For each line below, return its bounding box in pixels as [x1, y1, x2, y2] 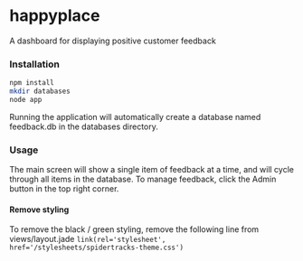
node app [9, 95, 43, 104]
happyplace [9, 5, 100, 26]
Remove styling [9, 204, 70, 215]
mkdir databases [9, 87, 71, 96]
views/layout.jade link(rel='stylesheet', [9, 234, 166, 245]
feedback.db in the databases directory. [9, 121, 158, 132]
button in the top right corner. [9, 183, 119, 194]
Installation [9, 58, 61, 70]
